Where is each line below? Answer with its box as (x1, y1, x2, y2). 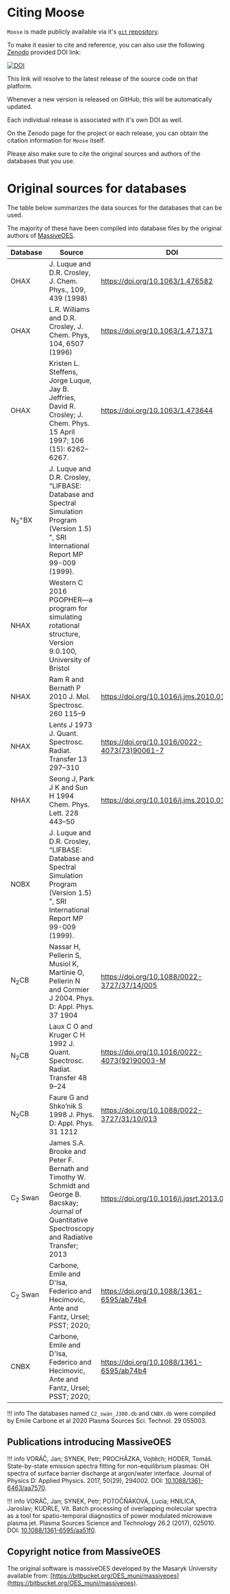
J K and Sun (49, 783, 88, 792)
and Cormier (49, 985, 90, 994)
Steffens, (49, 367, 79, 376)
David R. (49, 401, 76, 410)
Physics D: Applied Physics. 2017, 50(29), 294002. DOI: (7, 1476, 164, 1484)
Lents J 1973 (49, 720, 92, 729)
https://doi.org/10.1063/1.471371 (100, 326, 214, 335)
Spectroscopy (49, 1223, 94, 1233)
